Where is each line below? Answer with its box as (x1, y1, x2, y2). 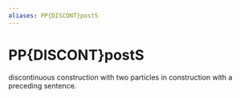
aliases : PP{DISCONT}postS (8, 11, 99, 20)
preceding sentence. (8, 80, 77, 90)
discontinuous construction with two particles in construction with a (8, 73, 233, 82)
